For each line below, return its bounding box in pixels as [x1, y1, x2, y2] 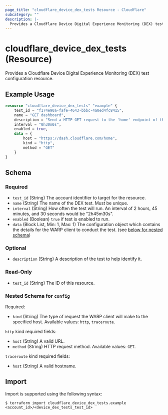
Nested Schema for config [5, 292, 70, 299]
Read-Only [5, 269, 32, 276]
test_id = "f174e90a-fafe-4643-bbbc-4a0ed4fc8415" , [14, 108, 124, 113]
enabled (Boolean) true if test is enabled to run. [12, 216, 110, 222]
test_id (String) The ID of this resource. [12, 280, 95, 286]
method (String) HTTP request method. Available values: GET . [12, 344, 136, 350]
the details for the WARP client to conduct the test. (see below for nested [12, 227, 163, 233]
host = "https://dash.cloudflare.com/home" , [23, 136, 117, 141]
